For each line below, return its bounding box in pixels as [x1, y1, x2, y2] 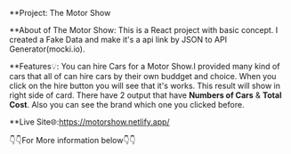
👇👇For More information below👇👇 [9, 135, 136, 145]
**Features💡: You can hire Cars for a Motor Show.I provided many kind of [9, 61, 280, 71]
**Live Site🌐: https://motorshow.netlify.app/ [9, 117, 171, 127]
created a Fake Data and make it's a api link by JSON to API [9, 35, 228, 45]
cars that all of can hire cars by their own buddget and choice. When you [9, 71, 277, 81]
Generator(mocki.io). [9, 44, 85, 54]
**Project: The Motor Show [9, 8, 111, 18]
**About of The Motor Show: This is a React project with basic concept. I [9, 25, 279, 35]
